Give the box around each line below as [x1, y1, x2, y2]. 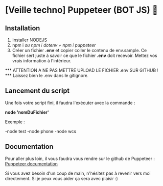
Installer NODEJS [12, 37, 47, 43]
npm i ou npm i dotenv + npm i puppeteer [12, 42, 96, 48]
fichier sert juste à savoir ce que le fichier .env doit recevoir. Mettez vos [12, 53, 158, 58]
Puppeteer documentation [5, 160, 58, 166]
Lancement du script [5, 87, 70, 95]
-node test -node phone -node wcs [5, 128, 77, 134]
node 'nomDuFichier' [5, 109, 49, 115]
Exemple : [5, 119, 25, 125]
